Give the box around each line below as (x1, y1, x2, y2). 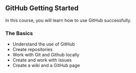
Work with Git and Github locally (12, 52, 80, 58)
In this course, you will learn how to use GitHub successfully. (5, 17, 132, 23)
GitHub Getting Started (5, 4, 79, 12)
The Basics (5, 29, 33, 36)
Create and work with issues (12, 57, 72, 63)
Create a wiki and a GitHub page (12, 62, 80, 68)
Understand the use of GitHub (12, 41, 76, 47)
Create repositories (12, 46, 53, 52)
